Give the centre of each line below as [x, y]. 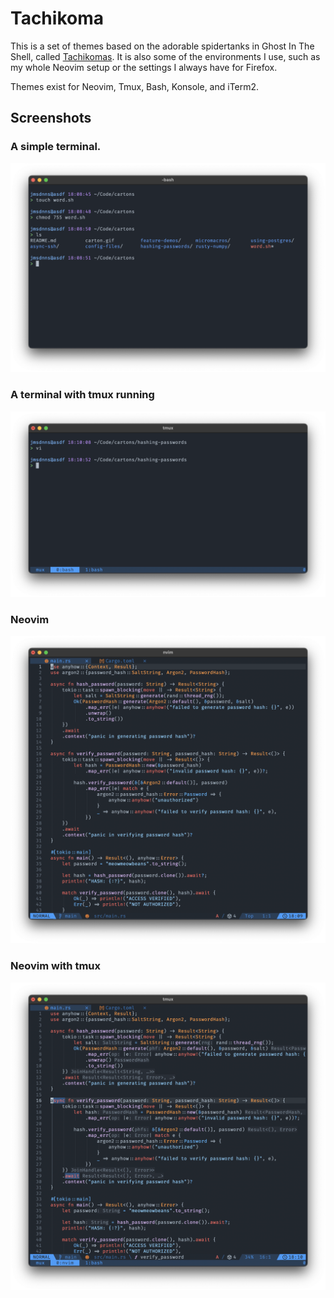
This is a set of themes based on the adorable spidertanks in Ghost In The [162, 46]
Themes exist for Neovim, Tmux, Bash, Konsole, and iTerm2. [135, 86]
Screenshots [51, 118]
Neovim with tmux [56, 966]
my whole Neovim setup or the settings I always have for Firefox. [144, 67]
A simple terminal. [56, 147]
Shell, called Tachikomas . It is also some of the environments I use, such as [165, 56]
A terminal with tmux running [82, 395]
